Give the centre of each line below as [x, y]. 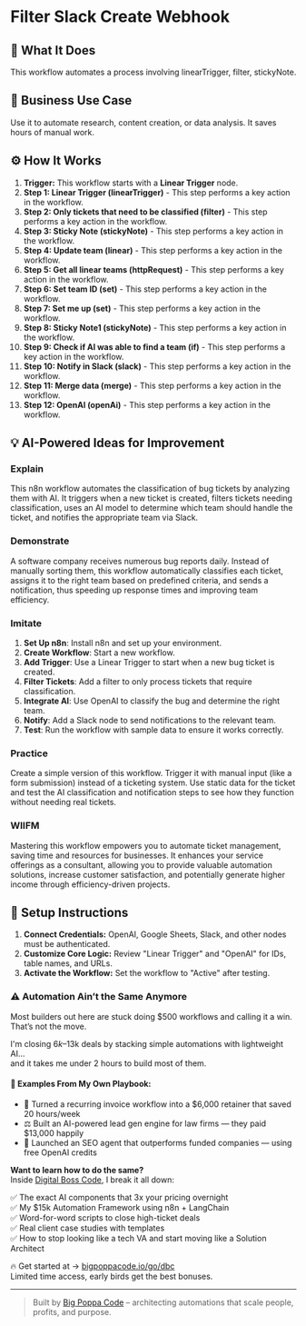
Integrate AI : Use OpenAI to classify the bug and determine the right [152, 701]
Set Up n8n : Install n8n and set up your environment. [122, 643]
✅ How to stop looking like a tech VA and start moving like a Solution [138, 1238]
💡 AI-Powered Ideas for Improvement [118, 443]
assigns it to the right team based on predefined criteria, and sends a [139, 580]
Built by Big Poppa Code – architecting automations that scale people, [163, 1302]
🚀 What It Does [53, 50]
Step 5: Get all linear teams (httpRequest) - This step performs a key [153, 269]
